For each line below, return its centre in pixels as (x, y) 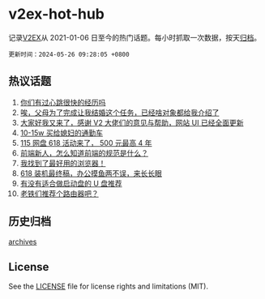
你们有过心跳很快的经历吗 (63, 102)
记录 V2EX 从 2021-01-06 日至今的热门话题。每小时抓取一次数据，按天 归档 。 (135, 37)
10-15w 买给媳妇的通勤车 (62, 132)
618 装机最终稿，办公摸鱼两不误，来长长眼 (91, 173)
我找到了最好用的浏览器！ (63, 163)
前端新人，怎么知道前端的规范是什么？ (84, 153)
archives (23, 241)
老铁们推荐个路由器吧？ (59, 193)
